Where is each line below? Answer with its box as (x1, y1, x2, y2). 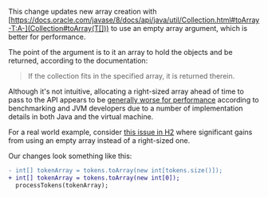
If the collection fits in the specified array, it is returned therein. (27, 71, 235, 80)
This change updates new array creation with (8, 7, 157, 16)
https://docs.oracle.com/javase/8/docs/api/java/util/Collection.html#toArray (10, 15, 260, 25)
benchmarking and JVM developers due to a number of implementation (8, 103, 243, 113)
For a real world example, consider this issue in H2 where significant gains (8, 127, 253, 137)
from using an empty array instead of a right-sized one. (8, 136, 191, 145)
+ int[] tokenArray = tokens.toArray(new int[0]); (8, 174, 180, 182)
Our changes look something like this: (8, 151, 132, 160)
